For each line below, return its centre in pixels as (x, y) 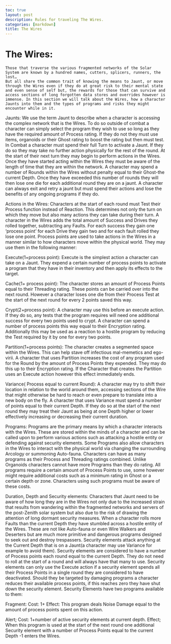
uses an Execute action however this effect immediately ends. (70, 374)
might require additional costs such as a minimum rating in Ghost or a (78, 476)
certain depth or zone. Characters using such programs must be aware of (83, 481)
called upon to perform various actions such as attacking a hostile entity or (84, 438)
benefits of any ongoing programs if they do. (52, 194)
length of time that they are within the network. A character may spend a (82, 167)
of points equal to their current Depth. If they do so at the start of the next (83, 406)
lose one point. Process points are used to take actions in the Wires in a (80, 237)
